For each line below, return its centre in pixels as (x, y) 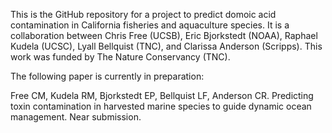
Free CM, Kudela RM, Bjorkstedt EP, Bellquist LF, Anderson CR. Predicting (162, 95)
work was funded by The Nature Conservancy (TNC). (120, 57)
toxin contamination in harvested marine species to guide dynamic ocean (161, 106)
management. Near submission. (76, 117)
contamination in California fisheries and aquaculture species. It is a (150, 25)
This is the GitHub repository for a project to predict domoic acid (143, 14)
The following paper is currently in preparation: (107, 76)
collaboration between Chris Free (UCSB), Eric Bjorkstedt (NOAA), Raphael (164, 35)
